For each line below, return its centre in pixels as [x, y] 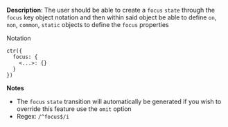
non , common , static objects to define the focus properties [88, 25]
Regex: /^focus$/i [43, 116]
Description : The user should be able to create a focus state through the [111, 10]
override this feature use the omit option [74, 109]
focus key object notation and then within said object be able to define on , [112, 17]
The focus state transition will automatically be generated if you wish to [119, 101]
